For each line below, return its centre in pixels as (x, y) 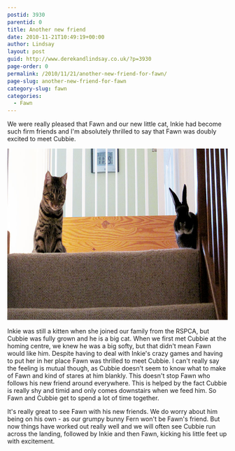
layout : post (26, 52)
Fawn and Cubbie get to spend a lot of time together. (83, 398)
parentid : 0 (24, 22)
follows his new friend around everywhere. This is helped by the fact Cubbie (117, 383)
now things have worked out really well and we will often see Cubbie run (112, 427)
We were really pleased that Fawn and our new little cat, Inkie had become (114, 124)
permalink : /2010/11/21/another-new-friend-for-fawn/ (87, 73)
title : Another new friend (47, 29)
